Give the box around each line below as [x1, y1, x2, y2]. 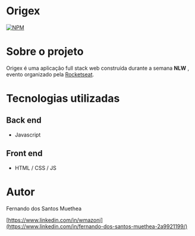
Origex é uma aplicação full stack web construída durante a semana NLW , [6, 64, 189, 72]
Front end [6, 148, 43, 159]
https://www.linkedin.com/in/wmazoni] [8, 216, 103, 223]
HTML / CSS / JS [14, 164, 56, 171]
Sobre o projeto [6, 45, 84, 58]
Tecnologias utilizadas [6, 92, 120, 105]
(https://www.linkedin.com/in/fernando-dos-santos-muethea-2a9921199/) [6, 222, 188, 230]
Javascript [14, 131, 41, 138]
